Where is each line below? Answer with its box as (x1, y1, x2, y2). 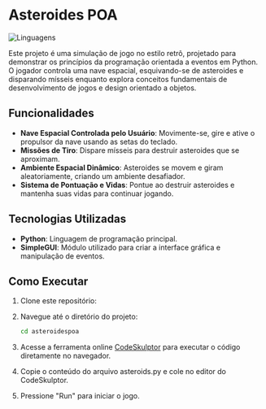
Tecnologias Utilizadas (8, 212, 127, 226)
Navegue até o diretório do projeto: (20, 311, 138, 322)
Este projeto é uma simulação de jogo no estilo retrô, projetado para (8, 48, 237, 58)
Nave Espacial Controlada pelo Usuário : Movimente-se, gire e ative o (20, 128, 255, 137)
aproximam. (20, 154, 60, 163)
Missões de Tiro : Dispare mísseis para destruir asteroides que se (20, 145, 240, 155)
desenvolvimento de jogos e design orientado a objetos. (8, 83, 197, 93)
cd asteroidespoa (20, 328, 80, 336)
